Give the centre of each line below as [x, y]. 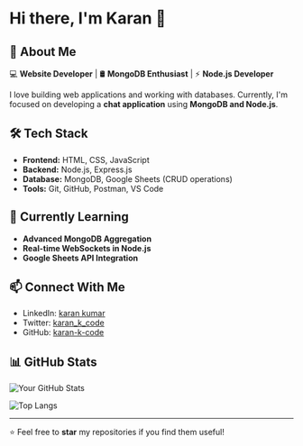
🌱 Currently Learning [69, 217]
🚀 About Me [43, 52]
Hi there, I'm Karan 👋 [88, 18]
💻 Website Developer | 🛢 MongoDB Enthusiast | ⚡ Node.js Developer [142, 74]
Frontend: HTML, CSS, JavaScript [86, 159]
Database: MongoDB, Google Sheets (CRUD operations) [127, 178]
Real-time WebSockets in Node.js [87, 248]
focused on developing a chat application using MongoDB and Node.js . [144, 104]
